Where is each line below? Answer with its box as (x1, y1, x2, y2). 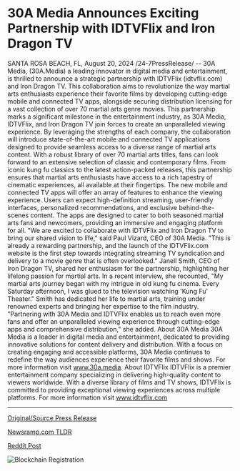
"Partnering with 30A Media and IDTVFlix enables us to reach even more (7, 309, 221, 318)
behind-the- (178, 203, 215, 212)
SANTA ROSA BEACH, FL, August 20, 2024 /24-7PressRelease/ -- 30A (7, 59, 216, 67)
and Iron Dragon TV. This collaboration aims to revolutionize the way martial (7, 81, 231, 90)
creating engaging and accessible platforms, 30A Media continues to (7, 347, 211, 356)
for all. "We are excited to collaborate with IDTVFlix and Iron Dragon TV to (7, 226, 224, 234)
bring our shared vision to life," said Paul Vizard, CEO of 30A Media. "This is (7, 234, 231, 242)
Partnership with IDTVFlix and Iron (7, 20, 216, 36)
